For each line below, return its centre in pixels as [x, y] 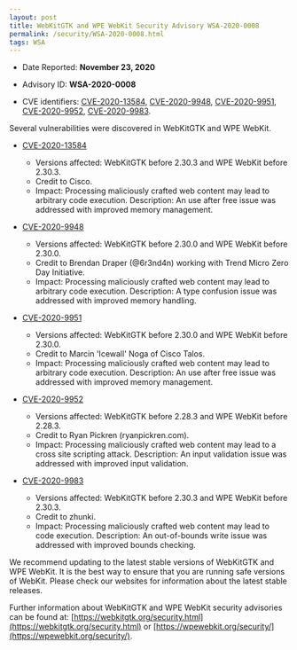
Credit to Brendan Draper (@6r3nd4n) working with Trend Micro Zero [162, 263]
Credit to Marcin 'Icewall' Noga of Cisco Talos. [120, 354]
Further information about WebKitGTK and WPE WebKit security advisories [146, 607]
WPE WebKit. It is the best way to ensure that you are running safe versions [147, 572]
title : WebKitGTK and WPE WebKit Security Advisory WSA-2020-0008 [134, 26]
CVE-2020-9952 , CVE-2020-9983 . [86, 111]
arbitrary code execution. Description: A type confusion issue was [156, 291]
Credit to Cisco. [64, 182]
